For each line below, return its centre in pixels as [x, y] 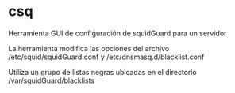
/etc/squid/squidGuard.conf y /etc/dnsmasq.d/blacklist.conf [106, 57]
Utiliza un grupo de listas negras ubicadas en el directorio [102, 72]
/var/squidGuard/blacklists [52, 80]
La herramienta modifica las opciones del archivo [89, 48]
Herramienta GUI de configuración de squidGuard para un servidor [118, 33]
